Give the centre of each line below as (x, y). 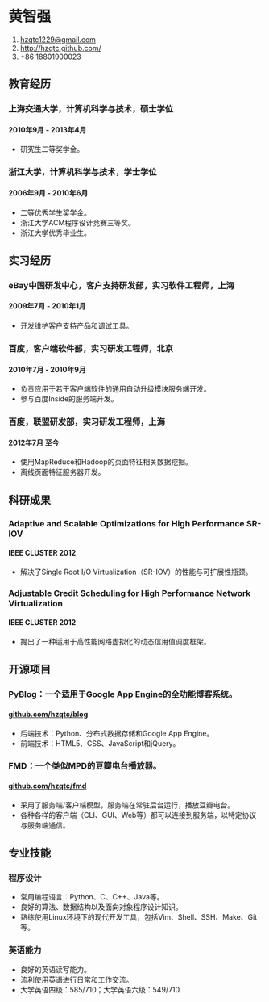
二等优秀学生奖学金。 (55, 212)
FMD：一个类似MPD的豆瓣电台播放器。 (85, 766)
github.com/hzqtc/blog (48, 714)
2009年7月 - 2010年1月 (47, 306)
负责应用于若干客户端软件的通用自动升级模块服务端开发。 (115, 389)
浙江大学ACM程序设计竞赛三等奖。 (77, 222)
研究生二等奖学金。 (52, 149)
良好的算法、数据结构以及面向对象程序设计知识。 (101, 907)
